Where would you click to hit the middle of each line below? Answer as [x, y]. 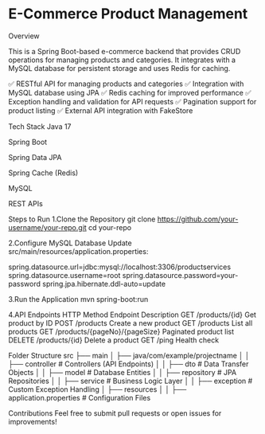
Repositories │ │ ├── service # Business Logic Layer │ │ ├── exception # [131, 381]
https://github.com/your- [198, 219]
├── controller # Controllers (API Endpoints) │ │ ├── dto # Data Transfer [129, 364]
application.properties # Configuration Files [80, 397]
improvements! [33, 421]
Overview [24, 36]
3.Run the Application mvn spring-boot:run [78, 299]
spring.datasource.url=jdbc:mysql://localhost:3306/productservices [120, 267]
